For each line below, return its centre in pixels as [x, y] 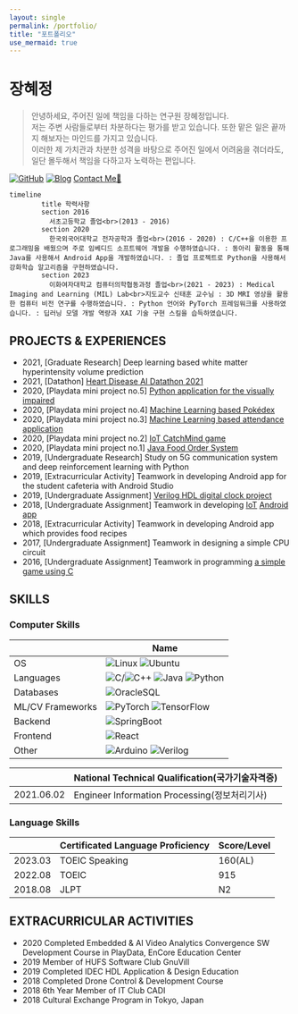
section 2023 [66, 275]
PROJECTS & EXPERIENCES [88, 341]
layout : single [37, 17]
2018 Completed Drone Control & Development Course [123, 981]
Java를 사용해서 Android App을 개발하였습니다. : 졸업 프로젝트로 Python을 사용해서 [148, 258]
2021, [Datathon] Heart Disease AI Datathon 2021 [112, 381]
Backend [32, 721]
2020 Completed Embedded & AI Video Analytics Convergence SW [146, 942]
